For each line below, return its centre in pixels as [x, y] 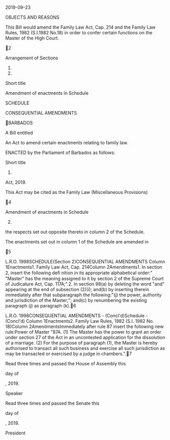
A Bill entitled [19, 133]
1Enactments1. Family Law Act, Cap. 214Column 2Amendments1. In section [84, 267]
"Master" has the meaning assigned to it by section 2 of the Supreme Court [84, 279]
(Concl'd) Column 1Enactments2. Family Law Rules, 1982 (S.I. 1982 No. [80, 321]
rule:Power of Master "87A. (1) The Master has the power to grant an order [83, 332]
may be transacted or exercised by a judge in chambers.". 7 [68, 354]
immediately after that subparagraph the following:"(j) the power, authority [83, 295]
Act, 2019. [16, 182]
